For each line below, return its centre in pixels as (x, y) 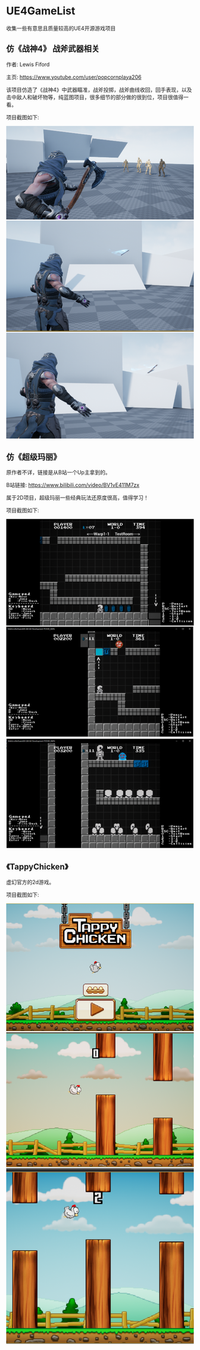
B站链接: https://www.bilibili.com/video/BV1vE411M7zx (73, 485)
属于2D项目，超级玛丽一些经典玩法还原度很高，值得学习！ (77, 498)
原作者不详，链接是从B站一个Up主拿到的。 (59, 473)
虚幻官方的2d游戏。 (30, 882)
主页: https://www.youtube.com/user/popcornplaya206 (74, 77)
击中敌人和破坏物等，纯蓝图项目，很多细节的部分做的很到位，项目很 (90, 97)
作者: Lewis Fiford (28, 64)
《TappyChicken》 (37, 866)
